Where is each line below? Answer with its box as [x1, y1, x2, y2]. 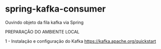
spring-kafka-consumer [5, 3, 106, 15]
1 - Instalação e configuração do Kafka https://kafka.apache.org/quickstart [5, 38, 156, 44]
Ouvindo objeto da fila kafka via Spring [5, 19, 84, 25]
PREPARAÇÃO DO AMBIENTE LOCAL [5, 29, 80, 34]
